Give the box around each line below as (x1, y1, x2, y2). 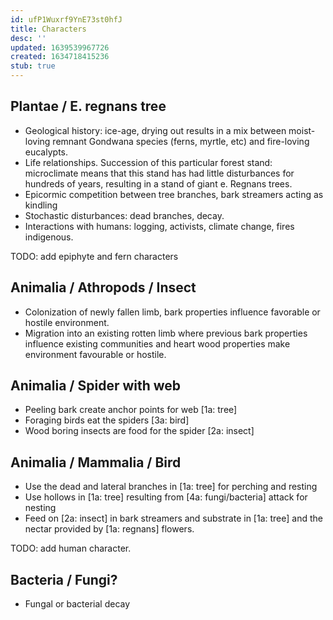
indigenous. (24, 231, 74, 243)
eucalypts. (24, 146, 68, 158)
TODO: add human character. (10, 542, 132, 555)
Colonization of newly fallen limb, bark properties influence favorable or (24, 306, 321, 318)
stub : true (10, 61, 56, 71)
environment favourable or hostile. (24, 348, 167, 360)
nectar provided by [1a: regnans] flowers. (24, 523, 195, 535)
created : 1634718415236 (10, 52, 110, 62)
